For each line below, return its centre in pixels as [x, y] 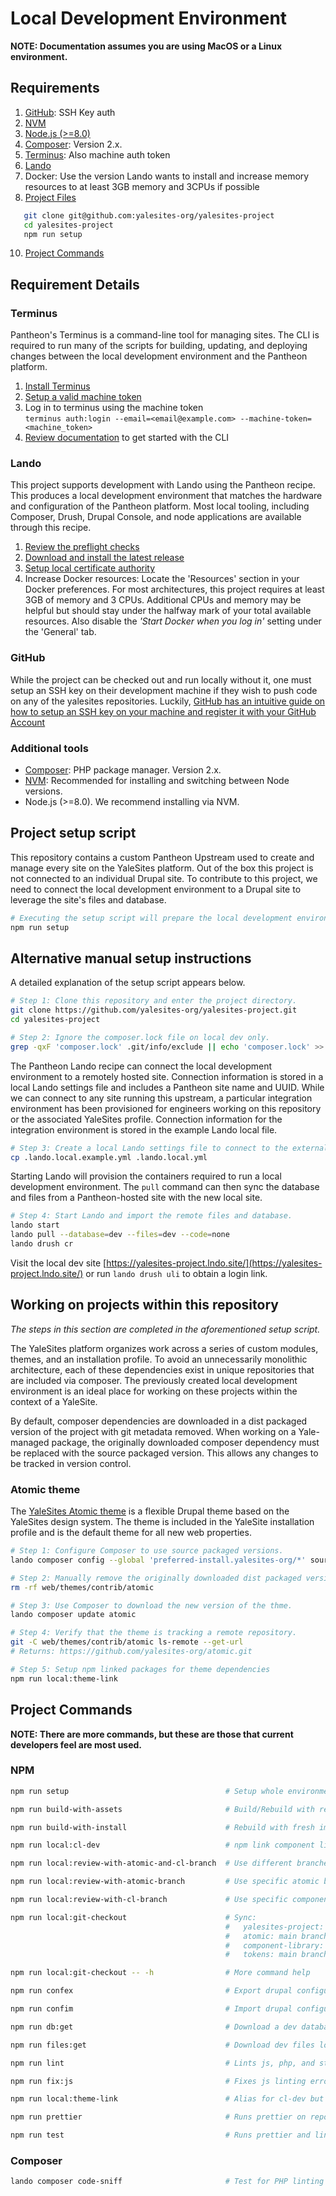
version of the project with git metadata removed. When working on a [153, 1431]
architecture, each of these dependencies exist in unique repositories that [162, 1369]
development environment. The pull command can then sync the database [165, 1187]
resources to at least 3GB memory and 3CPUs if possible [142, 186]
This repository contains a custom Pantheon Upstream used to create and [162, 857]
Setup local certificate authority [90, 568]
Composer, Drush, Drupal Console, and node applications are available [156, 517]
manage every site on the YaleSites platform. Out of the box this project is [162, 868]
